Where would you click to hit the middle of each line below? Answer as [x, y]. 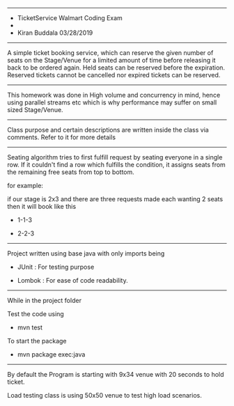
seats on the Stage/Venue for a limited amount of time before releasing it [111, 60]
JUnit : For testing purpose [56, 267]
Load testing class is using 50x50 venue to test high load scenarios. [104, 395]
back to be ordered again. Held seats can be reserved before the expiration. [116, 68]
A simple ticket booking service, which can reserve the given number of [110, 53]
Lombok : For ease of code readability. [72, 280]
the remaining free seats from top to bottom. [71, 172]
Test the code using [36, 314]
